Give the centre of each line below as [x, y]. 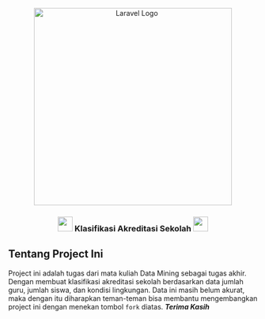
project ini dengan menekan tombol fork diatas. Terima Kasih [109, 306]
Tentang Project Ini [56, 254]
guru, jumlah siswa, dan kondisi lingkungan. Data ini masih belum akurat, [127, 290]
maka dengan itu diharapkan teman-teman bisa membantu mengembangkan [133, 298]
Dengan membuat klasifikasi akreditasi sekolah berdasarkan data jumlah [126, 281]
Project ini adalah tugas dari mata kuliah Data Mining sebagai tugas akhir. [127, 273]
